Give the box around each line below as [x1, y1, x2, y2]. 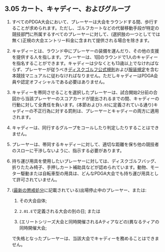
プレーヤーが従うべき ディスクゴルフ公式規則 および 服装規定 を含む [24, 66, 159, 72]
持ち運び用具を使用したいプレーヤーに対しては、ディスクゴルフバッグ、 [11, 158, 159, 164]
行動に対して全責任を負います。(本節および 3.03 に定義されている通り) [11, 101, 154, 107]
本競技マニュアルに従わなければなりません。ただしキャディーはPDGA [11, 72, 154, 78]
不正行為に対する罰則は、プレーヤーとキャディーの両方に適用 [33, 108, 159, 114]
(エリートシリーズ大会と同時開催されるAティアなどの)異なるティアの [19, 218, 160, 224]
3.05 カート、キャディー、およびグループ [4, 4, 131, 13]
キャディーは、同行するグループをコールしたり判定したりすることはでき [11, 124, 159, 130]
